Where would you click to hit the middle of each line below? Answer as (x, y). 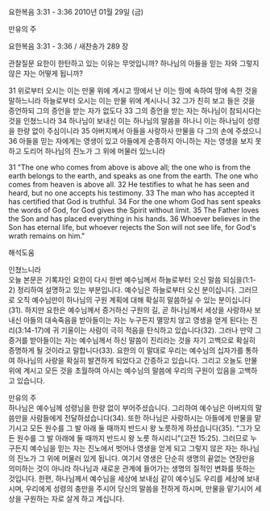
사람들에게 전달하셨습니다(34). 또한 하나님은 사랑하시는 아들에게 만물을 (141, 418)
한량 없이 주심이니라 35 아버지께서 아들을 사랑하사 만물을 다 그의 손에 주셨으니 (139, 131)
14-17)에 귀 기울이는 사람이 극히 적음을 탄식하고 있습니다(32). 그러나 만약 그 (143, 330)
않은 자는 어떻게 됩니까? (46, 73)
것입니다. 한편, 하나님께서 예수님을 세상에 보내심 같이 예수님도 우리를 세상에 (127, 478)
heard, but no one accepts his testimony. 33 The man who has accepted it (132, 193)
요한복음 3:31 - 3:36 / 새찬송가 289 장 (69, 46)
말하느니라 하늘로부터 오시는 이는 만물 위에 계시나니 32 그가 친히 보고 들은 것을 (132, 101)
